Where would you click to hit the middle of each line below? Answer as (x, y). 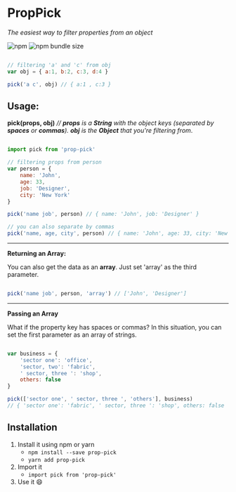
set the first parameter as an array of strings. (72, 335)
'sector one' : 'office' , (56, 360)
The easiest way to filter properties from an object (80, 32)
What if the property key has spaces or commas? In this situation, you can (114, 327)
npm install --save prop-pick (72, 452)
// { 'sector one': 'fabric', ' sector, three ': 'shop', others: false (116, 406)
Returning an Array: (37, 253)
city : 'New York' (45, 195)
